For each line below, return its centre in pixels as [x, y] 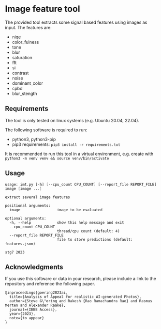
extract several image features [37, 197]
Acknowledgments [34, 267]
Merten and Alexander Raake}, [36, 305]
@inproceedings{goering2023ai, [37, 293]
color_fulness [25, 42]
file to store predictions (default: [95, 239]
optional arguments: [26, 218]
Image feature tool [43, 9]
